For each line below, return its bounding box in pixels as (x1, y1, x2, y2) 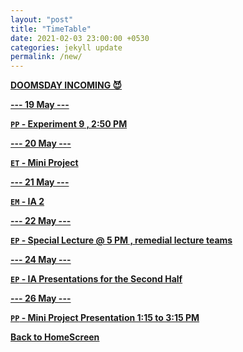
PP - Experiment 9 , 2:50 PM (10, 118, 128, 130)
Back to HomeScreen (10, 331, 100, 343)
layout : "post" (10, 14, 74, 25)
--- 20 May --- (10, 137, 72, 150)
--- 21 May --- (10, 176, 70, 188)
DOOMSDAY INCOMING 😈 (10, 79, 123, 91)
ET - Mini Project (10, 157, 79, 169)
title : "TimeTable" (10, 24, 92, 34)
